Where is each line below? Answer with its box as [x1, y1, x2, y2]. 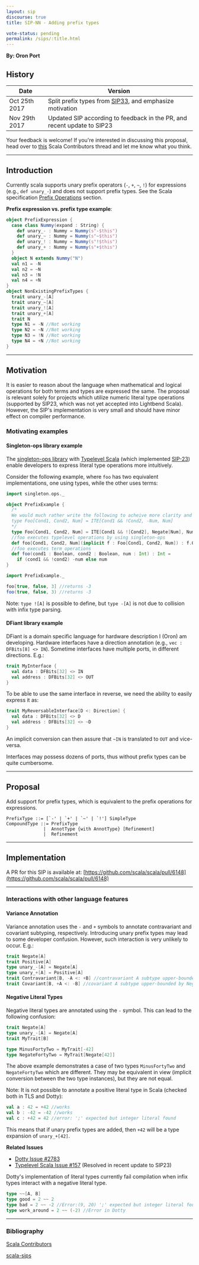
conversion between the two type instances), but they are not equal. [6, 1075, 173, 1082]
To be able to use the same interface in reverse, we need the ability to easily [6, 690, 192, 697]
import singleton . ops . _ [6, 491, 65, 497]
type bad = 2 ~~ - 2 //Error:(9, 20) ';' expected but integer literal [6, 1202, 184, 1208]
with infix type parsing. [6, 606, 62, 613]
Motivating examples [6, 427, 68, 435]
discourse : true [6, 14, 46, 20]
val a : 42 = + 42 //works [6, 1104, 70, 1110]
